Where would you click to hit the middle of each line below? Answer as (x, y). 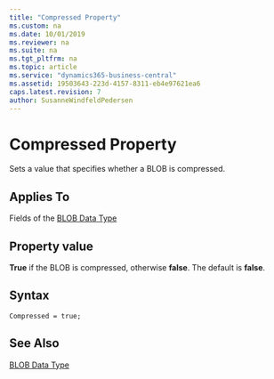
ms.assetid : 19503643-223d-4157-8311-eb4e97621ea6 (105, 84)
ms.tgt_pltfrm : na (43, 59)
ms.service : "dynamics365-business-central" (93, 76)
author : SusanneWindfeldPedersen (71, 100)
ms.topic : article (43, 68)
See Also (34, 343)
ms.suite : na (33, 51)
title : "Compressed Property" (65, 17)
